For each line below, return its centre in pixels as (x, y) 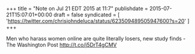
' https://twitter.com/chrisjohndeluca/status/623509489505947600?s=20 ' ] (98, 21)
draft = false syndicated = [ (87, 15)
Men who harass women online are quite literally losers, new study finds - (96, 38)
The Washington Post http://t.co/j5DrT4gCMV (61, 45)
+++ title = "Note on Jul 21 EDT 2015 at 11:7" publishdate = (77, 9)
